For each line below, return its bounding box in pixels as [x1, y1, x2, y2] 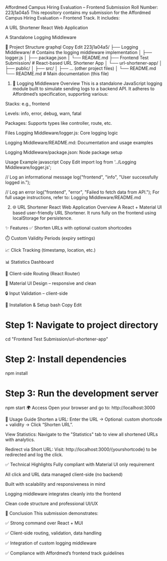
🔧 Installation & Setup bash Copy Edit [5, 302, 82, 308]
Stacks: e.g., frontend [5, 101, 50, 107]
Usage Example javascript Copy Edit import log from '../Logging [5, 159, 136, 165]
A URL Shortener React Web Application [5, 25, 88, 31]
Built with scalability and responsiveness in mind [5, 481, 105, 487]
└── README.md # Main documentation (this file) [5, 71, 109, 77]
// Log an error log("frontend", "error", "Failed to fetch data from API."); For [5, 189, 159, 195]
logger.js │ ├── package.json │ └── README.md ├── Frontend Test [5, 55, 149, 61]
